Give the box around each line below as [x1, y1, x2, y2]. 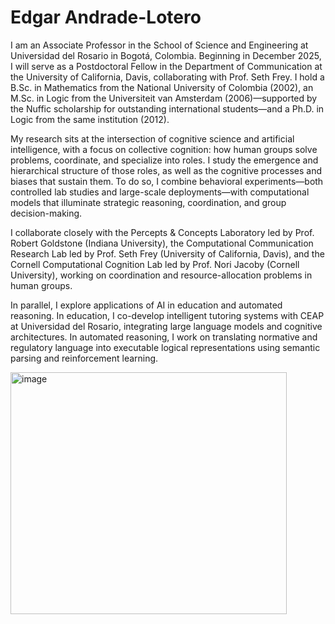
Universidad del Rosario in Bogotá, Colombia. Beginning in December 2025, [10, 49, 322, 61]
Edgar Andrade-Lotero [10, 6, 202, 29]
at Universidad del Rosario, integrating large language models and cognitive [10, 320, 323, 332]
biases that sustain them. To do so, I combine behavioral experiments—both [10, 175, 324, 187]
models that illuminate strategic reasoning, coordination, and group [10, 196, 287, 208]
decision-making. [10, 207, 83, 219]
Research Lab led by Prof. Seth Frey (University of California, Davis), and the [10, 247, 325, 260]
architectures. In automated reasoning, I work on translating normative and [10, 331, 318, 343]
